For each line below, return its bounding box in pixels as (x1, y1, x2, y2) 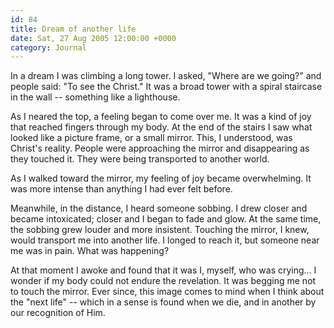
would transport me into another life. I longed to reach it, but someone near (10, 234, 320, 246)
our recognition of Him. (10, 307, 106, 319)
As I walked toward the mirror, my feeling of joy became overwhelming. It (10, 172, 312, 185)
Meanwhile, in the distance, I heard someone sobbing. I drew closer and (10, 202, 308, 215)
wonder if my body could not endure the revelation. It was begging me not (10, 275, 317, 287)
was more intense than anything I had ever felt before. (10, 183, 233, 195)
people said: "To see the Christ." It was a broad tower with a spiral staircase (10, 81, 323, 93)
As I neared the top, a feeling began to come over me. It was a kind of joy (10, 111, 312, 123)
